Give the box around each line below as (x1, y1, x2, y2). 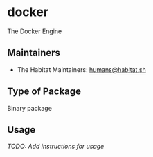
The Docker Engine (7, 27, 62, 35)
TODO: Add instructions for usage (7, 142, 105, 151)
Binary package (7, 104, 52, 112)
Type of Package (7, 86, 82, 98)
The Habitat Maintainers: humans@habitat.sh (17, 65, 147, 73)
